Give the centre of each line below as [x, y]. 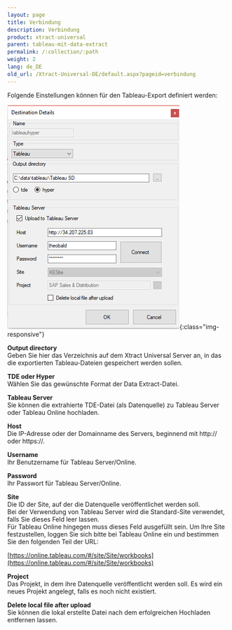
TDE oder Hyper [31, 376]
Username [23, 454]
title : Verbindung [34, 22]
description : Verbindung [43, 30]
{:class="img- [199, 326]
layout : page [26, 15]
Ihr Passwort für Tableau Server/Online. [64, 483]
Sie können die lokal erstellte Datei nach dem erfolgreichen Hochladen [109, 612]
